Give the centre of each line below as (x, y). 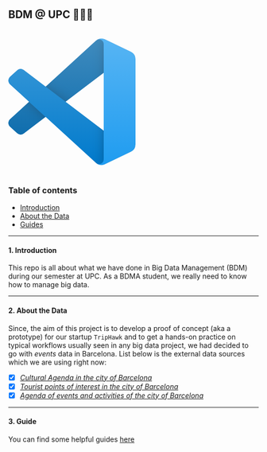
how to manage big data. (49, 285)
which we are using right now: (58, 362)
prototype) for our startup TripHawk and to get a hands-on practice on (122, 337)
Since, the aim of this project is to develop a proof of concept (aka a (120, 328)
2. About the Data (38, 310)
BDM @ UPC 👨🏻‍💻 (51, 15)
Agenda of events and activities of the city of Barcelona (112, 395)
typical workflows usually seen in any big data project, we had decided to (128, 345)
